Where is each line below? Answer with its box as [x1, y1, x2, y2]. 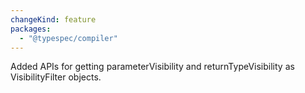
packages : [10, 24, 52, 34]
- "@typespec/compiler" [19, 33, 118, 43]
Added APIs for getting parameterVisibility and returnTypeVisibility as [10, 61, 295, 73]
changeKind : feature [10, 14, 97, 25]
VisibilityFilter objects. [10, 71, 102, 83]
